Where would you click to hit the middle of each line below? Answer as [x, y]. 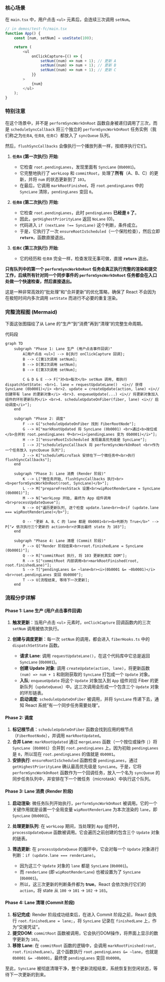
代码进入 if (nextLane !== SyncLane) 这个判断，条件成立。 [80, 225]
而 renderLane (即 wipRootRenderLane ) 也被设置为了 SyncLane [80, 872]
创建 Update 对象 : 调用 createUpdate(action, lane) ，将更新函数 [85, 668]
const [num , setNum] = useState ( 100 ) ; [54, 38]
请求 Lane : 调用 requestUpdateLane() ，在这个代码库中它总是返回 [85, 656]
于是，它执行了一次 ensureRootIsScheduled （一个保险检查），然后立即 [90, 231]
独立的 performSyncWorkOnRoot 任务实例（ [111, 129]
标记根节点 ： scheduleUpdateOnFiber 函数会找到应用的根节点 [73, 729]
